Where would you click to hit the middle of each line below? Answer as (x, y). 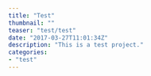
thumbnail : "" (32, 23)
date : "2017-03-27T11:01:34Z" (58, 38)
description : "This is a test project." (76, 45)
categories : (28, 52)
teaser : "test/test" (43, 30)
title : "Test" (32, 15)
